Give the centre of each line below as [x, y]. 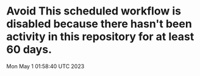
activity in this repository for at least [100, 37]
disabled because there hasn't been [99, 24]
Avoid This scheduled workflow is [94, 11]
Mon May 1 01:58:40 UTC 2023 [45, 66]
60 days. [29, 50]
